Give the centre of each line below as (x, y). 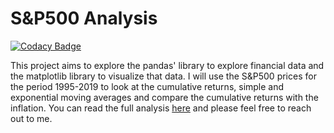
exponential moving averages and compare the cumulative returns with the (164, 97)
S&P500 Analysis (84, 18)
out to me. (31, 118)
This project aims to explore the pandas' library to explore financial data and (167, 65)
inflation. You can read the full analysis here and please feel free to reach (161, 108)
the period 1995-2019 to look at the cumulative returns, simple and (147, 86)
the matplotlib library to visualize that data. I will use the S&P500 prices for (163, 76)
